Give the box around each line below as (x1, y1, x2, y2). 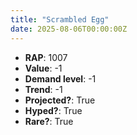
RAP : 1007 (24, 51, 68, 63)
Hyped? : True (24, 104, 83, 116)
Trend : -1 (24, 83, 63, 95)
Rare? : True (24, 115, 74, 127)
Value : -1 (24, 62, 63, 74)
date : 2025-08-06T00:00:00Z (10, 24, 128, 34)
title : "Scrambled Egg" (10, 14, 110, 25)
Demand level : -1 (24, 72, 97, 85)
